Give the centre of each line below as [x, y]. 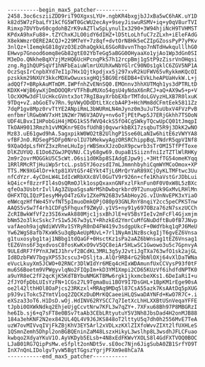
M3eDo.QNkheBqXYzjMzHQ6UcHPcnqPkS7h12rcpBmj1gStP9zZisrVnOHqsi [102, 59]
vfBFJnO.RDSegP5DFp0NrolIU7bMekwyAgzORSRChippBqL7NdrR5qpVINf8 [102, 140]
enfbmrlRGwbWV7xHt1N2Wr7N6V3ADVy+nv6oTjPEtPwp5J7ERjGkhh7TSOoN [102, 115]
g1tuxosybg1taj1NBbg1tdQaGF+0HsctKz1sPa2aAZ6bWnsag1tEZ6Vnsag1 [102, 239]
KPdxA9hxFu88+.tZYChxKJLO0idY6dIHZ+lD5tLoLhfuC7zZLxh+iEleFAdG [102, 35]
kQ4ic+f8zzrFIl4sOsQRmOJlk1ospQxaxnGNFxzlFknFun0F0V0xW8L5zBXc [102, 183]
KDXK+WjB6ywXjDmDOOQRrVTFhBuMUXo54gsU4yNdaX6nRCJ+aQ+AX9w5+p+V [102, 91]
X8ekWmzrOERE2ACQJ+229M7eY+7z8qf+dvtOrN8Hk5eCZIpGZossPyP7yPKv [102, 41]
